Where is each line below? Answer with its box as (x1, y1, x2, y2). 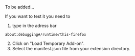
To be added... (5, 4, 34, 10)
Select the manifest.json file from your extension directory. (12, 46, 131, 51)
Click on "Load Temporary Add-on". (12, 41, 85, 46)
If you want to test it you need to (5, 14, 70, 19)
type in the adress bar (12, 23, 57, 28)
